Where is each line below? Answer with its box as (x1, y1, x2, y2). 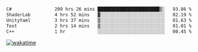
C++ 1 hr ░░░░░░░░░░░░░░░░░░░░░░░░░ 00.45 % (6, 28, 192, 35)
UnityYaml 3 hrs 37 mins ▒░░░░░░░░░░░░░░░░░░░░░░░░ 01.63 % (6, 17, 192, 23)
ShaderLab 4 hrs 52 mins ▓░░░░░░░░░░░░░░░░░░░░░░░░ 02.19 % (6, 11, 192, 18)
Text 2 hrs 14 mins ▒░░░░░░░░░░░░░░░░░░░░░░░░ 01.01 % (6, 23, 192, 29)
